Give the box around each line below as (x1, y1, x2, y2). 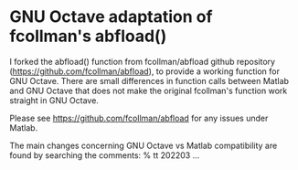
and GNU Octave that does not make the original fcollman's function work (9, 85, 288, 96)
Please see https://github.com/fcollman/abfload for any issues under (9, 112, 269, 123)
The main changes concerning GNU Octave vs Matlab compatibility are (9, 140, 278, 151)
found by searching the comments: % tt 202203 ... (9, 149, 200, 161)
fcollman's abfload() (9, 26, 167, 47)
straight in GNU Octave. (9, 94, 99, 106)
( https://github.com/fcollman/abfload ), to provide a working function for (9, 66, 281, 77)
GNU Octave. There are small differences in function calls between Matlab (9, 75, 290, 86)
